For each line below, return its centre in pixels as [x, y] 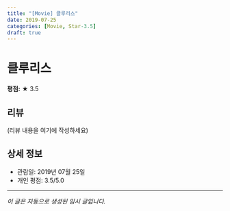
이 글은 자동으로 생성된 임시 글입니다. [56, 201]
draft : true [24, 33]
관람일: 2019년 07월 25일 [51, 171]
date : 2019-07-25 [32, 20]
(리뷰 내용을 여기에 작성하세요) [48, 130]
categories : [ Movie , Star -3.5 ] [52, 26]
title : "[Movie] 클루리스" [43, 13]
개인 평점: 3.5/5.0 [41, 180]
